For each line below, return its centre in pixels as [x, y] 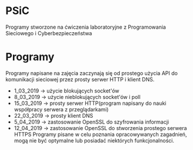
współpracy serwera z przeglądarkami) [61, 109]
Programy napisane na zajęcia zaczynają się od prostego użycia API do [92, 73]
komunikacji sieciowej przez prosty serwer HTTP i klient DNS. [80, 79]
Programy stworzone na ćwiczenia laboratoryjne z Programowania [86, 27]
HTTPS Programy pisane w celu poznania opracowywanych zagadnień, [100, 134]
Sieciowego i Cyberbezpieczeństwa [49, 33]
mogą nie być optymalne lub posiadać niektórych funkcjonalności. [94, 140]
